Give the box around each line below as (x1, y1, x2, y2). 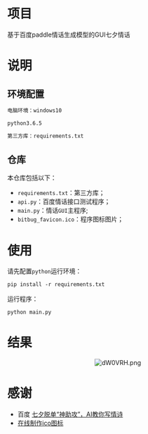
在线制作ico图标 (17, 418, 64, 427)
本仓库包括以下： (7, 173, 57, 182)
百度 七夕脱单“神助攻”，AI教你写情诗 (17, 409, 123, 418)
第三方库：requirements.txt (7, 132, 84, 139)
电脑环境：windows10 (7, 106, 62, 114)
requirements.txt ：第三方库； (17, 189, 105, 197)
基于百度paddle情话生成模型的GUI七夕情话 (7, 30, 130, 39)
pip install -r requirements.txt (7, 281, 105, 288)
